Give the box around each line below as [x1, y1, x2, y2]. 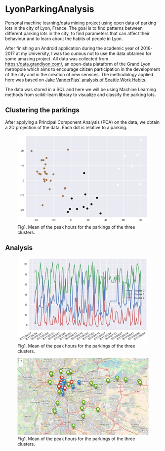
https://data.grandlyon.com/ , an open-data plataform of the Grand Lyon [5, 61, 151, 67]
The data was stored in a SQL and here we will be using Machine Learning [5, 86, 157, 92]
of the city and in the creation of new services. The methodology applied [5, 71, 154, 77]
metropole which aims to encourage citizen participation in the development [5, 66, 161, 72]
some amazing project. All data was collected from [5, 55, 109, 61]
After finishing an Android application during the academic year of [5, 45, 140, 51]
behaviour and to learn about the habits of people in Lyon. [5, 36, 123, 42]
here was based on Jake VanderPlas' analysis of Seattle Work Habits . [5, 77, 147, 83]
